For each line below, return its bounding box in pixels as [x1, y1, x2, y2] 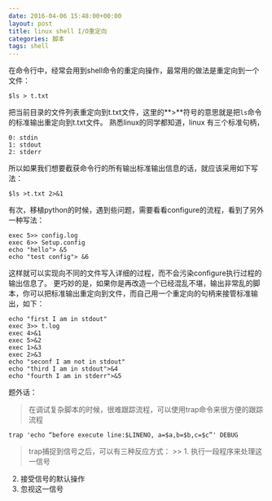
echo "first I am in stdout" [8, 315, 107, 323]
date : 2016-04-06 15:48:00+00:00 [8, 11, 122, 20]
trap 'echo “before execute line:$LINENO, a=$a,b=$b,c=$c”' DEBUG [8, 431, 239, 440]
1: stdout [8, 141, 42, 149]
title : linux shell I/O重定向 [8, 27, 107, 35]
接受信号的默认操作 [20, 474, 86, 484]
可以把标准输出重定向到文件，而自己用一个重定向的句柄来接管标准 [29, 288, 251, 298]
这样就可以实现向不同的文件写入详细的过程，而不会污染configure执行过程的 [8, 268, 262, 278]
